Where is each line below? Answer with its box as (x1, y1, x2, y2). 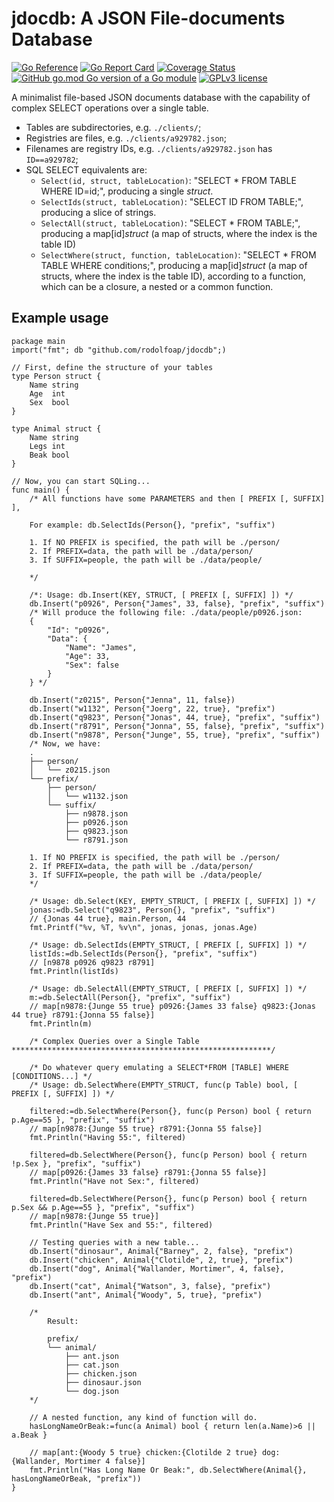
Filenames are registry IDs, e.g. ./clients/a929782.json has (25, 142, 273, 154)
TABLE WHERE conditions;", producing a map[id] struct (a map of (40, 259, 308, 271)
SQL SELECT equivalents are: (25, 163, 148, 176)
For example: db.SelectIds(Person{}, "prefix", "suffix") (29, 520, 276, 530)
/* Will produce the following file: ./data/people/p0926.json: (29, 607, 303, 617)
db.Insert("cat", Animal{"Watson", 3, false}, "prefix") (29, 1281, 272, 1291)
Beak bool (29, 450, 71, 460)
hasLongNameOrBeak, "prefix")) (11, 1473, 142, 1484)
